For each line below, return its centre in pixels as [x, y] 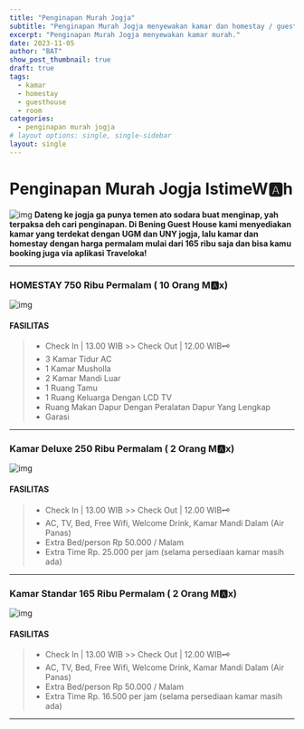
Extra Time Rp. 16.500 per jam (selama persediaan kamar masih [164, 696]
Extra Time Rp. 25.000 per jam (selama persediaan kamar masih [165, 552]
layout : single [38, 144]
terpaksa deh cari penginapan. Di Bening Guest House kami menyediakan [151, 224]
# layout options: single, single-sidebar [90, 136]
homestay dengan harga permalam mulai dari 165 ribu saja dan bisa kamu [151, 243]
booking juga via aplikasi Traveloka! [78, 253]
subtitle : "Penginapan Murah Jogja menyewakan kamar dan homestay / [141, 26]
